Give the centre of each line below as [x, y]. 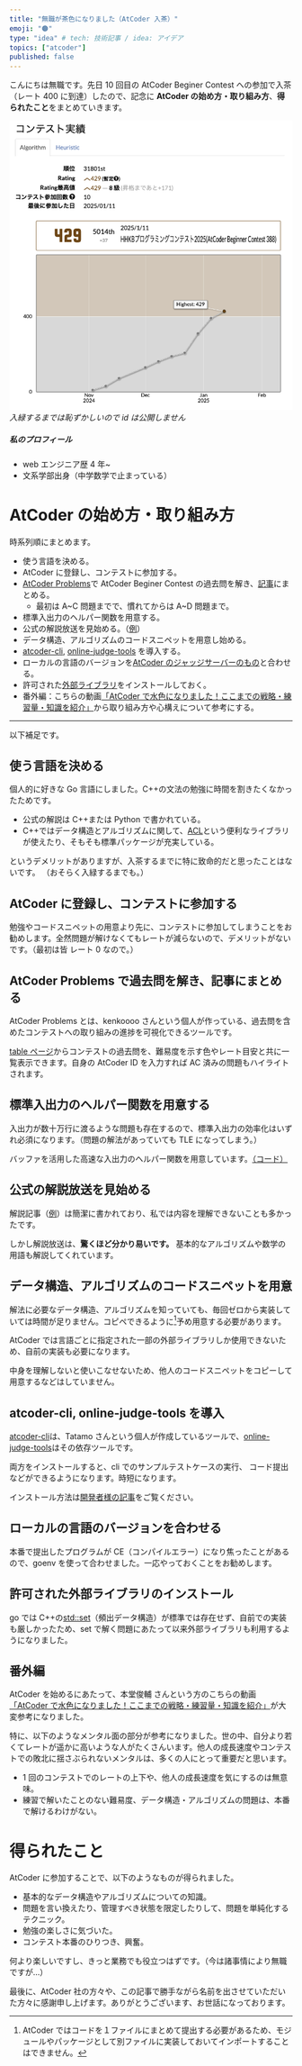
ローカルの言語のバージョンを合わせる [115, 1528]
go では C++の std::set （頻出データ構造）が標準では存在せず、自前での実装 [148, 1617]
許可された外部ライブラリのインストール [121, 1594]
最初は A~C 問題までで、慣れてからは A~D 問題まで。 [135, 606]
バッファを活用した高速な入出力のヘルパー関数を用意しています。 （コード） [149, 1158]
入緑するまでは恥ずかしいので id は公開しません [98, 417]
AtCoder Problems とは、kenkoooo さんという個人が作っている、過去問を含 [150, 1021]
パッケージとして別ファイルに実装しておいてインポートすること [171, 2042]
